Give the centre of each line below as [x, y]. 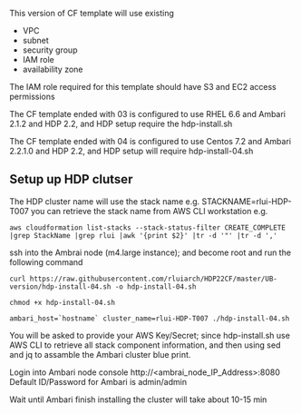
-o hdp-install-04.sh [155, 286]
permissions [33, 96]
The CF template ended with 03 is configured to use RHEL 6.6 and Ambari [148, 114]
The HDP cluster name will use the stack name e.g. [105, 201]
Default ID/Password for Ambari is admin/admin [98, 381]
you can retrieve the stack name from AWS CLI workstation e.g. [149, 211]
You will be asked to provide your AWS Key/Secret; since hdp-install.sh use [150, 335]
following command [46, 261]
